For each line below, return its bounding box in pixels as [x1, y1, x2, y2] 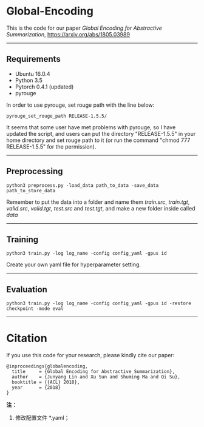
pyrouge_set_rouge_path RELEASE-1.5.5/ [6, 113, 107, 119]
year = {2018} [12, 385, 61, 391]
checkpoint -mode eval [6, 306, 64, 312]
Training [6, 234, 39, 244]
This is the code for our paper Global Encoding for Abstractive [6, 24, 163, 32]
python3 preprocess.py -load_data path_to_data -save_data [6, 182, 159, 189]
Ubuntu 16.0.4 [15, 70, 50, 77]
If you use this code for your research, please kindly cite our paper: [6, 352, 175, 359]
